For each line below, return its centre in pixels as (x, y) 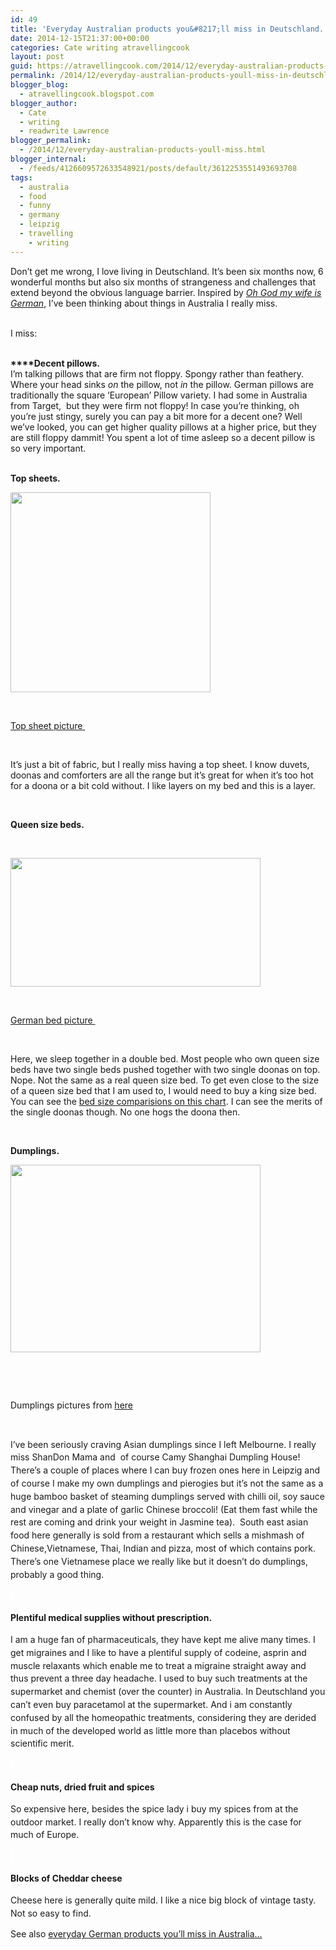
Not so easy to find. (51, 1913)
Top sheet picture (46, 725)
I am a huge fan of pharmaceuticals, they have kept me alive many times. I (163, 1639)
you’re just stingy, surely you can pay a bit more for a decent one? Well (156, 416)
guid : (21, 66)
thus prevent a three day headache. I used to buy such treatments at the (159, 1678)
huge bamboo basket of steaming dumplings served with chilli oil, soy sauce (167, 1496)
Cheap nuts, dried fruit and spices (82, 1787)
